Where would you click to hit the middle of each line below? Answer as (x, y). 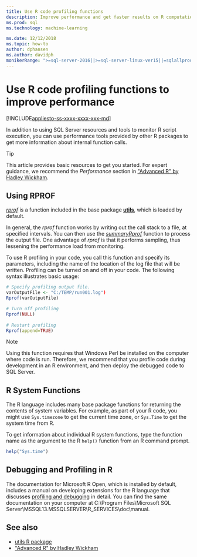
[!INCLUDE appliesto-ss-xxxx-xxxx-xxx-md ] (59, 118)
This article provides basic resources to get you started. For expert (87, 165)
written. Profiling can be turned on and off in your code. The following (90, 270)
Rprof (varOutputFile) (33, 298)
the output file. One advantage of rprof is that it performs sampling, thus (93, 240)
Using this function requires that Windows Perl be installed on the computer (98, 353)
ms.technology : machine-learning (47, 28)
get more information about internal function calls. (67, 142)
